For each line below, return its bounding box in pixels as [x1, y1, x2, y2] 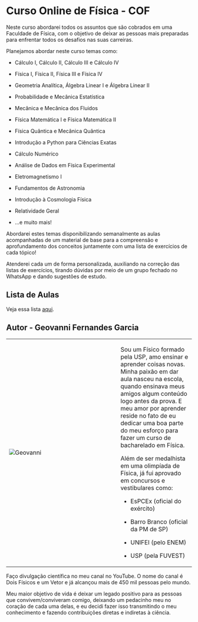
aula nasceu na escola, [120, 375, 184, 383]
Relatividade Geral [14, 207, 60, 214]
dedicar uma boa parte [120, 419, 184, 427]
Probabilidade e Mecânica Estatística [14, 93, 105, 100]
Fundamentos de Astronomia [14, 184, 85, 191]
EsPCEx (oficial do [130, 497, 181, 505]
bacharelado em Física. [120, 441, 185, 449]
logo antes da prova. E [120, 396, 183, 405]
